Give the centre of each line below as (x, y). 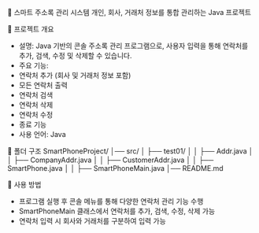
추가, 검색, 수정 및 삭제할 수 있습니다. (75, 55)
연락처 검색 (36, 95)
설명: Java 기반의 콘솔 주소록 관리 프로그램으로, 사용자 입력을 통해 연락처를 (133, 46)
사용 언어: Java (42, 134)
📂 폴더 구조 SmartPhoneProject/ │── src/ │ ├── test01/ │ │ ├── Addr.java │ (130, 151)
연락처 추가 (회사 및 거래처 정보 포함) (75, 75)
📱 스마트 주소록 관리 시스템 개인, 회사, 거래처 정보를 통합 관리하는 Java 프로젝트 (129, 12)
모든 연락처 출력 (43, 85)
